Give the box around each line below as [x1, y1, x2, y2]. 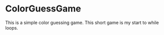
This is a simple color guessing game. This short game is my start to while [5, 19, 159, 25]
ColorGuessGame [5, 3, 82, 14]
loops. [5, 24, 19, 30]
